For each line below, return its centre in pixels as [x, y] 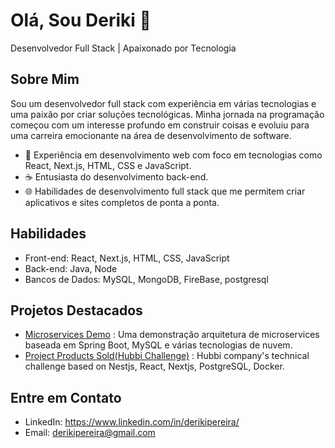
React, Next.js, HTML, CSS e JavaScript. [108, 165]
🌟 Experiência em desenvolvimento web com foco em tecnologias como [173, 155]
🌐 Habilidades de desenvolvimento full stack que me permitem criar [165, 191]
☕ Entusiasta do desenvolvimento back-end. [116, 176]
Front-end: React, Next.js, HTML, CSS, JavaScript [127, 258]
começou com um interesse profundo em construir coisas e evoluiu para [160, 125]
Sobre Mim [45, 79]
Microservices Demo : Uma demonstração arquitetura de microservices [172, 335]
